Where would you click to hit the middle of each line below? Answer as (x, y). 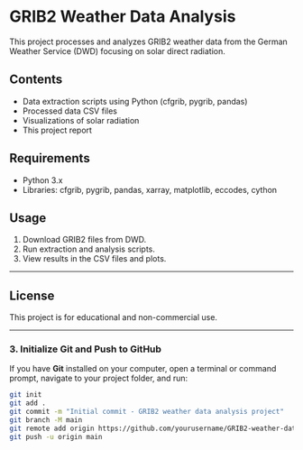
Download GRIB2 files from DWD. (84, 240)
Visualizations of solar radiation (81, 120)
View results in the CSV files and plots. (94, 259)
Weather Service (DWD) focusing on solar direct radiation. (117, 51)
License (32, 295)
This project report (57, 130)
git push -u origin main (56, 436)
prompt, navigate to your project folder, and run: (99, 378)
